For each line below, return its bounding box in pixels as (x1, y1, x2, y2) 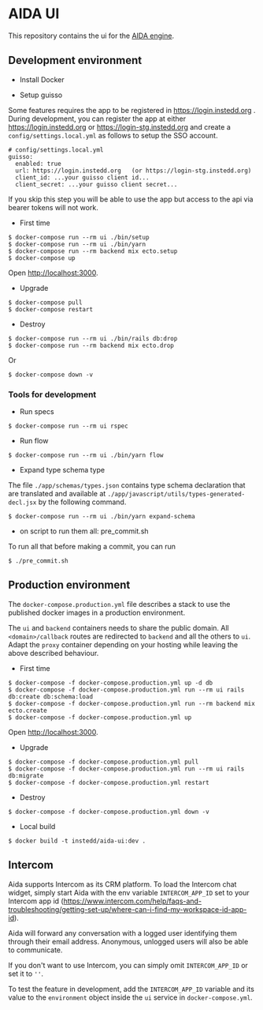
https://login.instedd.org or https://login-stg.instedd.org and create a (8, 122, 231, 131)
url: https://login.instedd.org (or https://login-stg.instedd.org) (15, 167, 252, 175)
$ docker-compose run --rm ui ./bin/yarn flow (8, 451, 164, 459)
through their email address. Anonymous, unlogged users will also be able (8, 937, 249, 946)
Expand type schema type (19, 465, 105, 475)
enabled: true (15, 160, 61, 168)
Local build (19, 821, 56, 831)
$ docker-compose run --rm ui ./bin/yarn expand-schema (8, 513, 195, 521)
